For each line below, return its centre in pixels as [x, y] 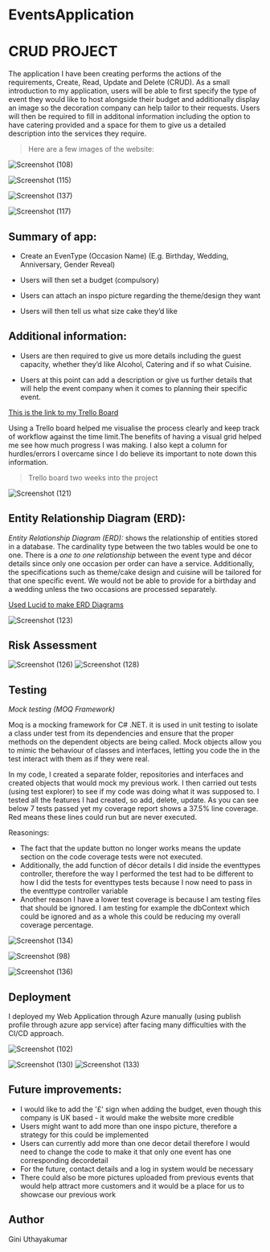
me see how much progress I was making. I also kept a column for [118, 445]
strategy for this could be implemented [84, 1135]
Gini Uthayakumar [38, 1239]
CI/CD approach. [36, 1033]
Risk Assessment [53, 645]
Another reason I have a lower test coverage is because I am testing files [140, 899]
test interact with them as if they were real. [79, 759]
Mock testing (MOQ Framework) [61, 709]
